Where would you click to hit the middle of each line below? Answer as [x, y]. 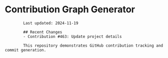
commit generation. [26, 50]
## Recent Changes [43, 32]
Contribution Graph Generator [70, 9]
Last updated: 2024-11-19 [51, 23]
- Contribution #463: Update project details [73, 36]
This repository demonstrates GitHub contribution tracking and [93, 45]
